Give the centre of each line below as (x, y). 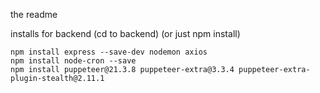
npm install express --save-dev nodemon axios (109, 52)
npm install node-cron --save (73, 61)
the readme (34, 14)
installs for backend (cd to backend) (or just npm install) (125, 33)
